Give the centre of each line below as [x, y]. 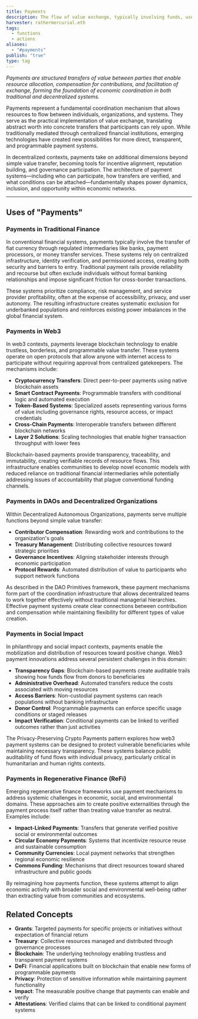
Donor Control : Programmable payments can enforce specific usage [98, 708]
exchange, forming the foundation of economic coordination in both [89, 90]
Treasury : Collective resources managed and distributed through [94, 941]
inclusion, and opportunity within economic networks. [71, 188]
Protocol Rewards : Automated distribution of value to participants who [100, 569]
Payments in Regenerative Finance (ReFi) [66, 779]
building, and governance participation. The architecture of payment [89, 169]
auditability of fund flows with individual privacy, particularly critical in [91, 757]
